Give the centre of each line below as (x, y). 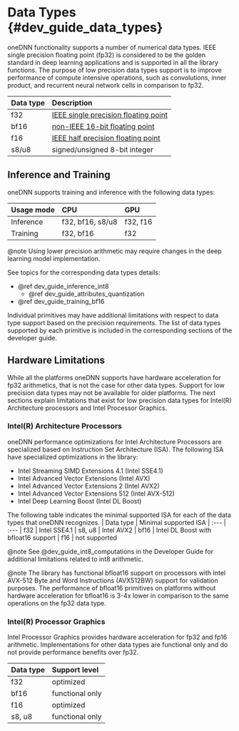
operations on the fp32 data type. (57, 603)
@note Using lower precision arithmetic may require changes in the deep (115, 251)
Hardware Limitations (56, 361)
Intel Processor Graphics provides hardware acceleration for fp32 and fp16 (117, 637)
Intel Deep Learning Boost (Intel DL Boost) (80, 501)
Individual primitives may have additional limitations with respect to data (113, 315)
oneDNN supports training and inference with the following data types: (111, 192)
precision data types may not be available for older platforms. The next (112, 392)
